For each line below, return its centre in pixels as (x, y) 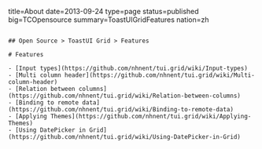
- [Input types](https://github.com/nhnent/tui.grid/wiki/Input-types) (128, 68)
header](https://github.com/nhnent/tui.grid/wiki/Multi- (160, 75)
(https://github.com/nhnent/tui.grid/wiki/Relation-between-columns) (125, 96)
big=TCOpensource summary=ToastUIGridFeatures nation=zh (109, 20)
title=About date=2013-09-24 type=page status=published (103, 11)
